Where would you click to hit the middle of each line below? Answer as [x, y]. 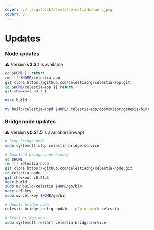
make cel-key [18, 191]
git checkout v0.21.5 [27, 177]
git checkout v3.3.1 [26, 92]
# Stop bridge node [25, 141]
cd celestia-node [23, 173]
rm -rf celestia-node [27, 164]
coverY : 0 [15, 14]
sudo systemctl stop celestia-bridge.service [52, 146]
